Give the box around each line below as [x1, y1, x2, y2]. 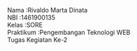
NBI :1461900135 [7, 13, 56, 22]
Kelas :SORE [7, 21, 43, 29]
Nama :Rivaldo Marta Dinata [7, 6, 88, 14]
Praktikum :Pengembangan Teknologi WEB [7, 28, 131, 36]
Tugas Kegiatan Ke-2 [7, 36, 68, 44]
